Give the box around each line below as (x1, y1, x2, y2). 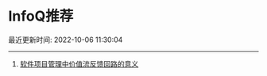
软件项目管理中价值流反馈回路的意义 (19, 59, 139, 68)
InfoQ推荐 (8, 7, 74, 25)
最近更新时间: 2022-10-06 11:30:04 (8, 35, 123, 44)
